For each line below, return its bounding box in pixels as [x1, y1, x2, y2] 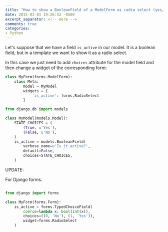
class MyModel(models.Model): [5, 116, 68, 121]
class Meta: [14, 79, 39, 84]
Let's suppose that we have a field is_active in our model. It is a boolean [5, 45, 156, 50]
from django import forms [5, 190, 59, 195]
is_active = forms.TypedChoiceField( [14, 204, 93, 209]
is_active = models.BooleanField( [14, 139, 86, 144]
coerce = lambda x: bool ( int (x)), [23, 209, 91, 214]
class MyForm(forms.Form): [5, 199, 61, 204]
